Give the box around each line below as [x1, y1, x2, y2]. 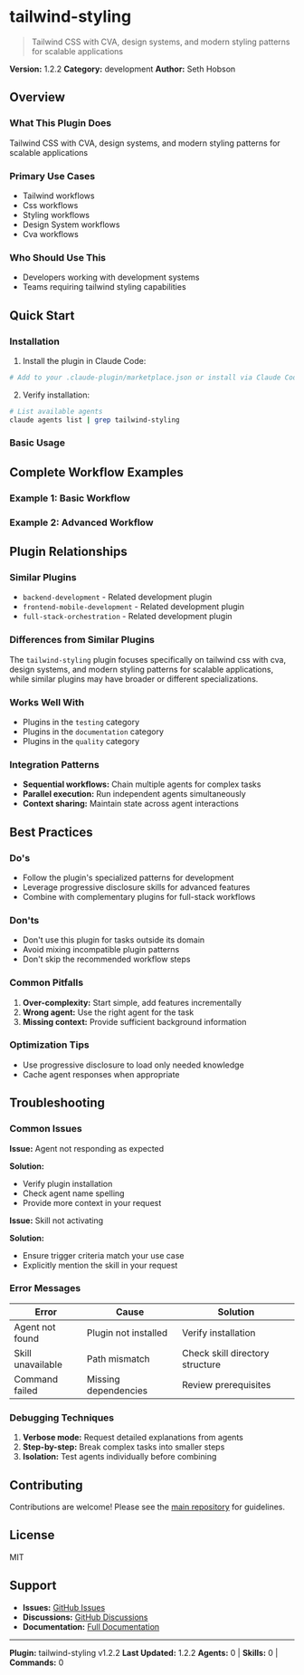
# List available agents [9, 407, 103, 416]
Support [9, 1578, 57, 1594]
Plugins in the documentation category [22, 726, 165, 737]
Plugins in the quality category [22, 735, 140, 746]
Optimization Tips [9, 1038, 90, 1051]
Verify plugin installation [22, 1178, 113, 1189]
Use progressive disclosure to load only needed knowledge [22, 1059, 244, 1070]
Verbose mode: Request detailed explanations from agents [22, 1432, 244, 1443]
